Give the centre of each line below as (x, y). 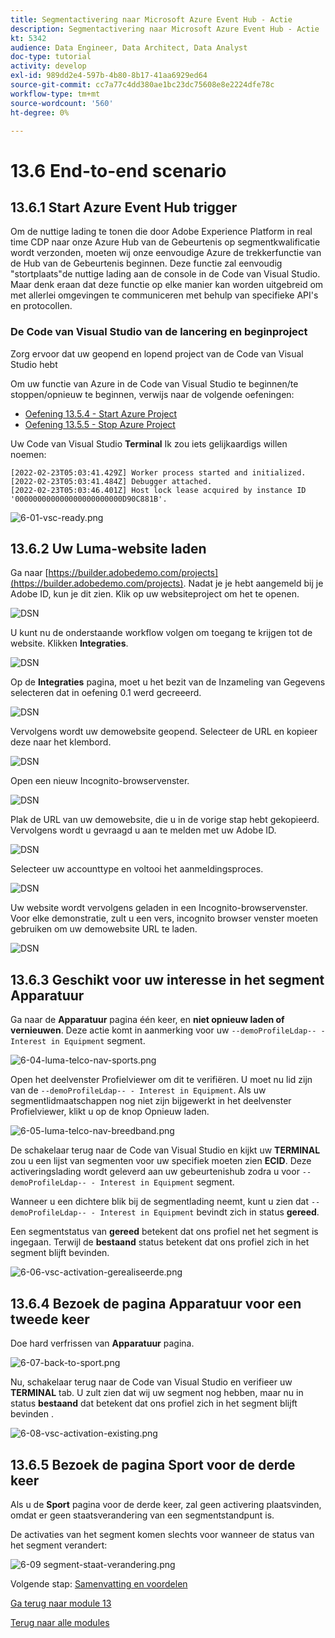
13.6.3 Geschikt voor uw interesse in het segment (167, 979)
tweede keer (50, 1319)
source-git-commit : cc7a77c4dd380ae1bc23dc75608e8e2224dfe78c (142, 85)
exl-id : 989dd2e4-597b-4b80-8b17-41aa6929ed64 (109, 76)
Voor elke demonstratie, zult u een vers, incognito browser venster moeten (164, 918)
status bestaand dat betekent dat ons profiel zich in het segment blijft (154, 1403)
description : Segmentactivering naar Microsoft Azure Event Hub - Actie (165, 29)
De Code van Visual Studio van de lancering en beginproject (159, 332)
